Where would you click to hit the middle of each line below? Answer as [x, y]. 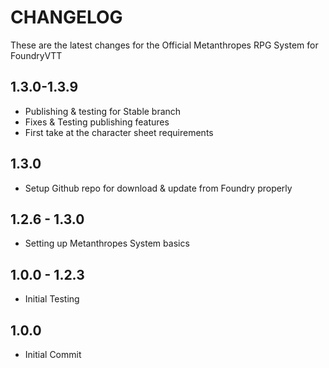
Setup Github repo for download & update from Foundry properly [158, 188]
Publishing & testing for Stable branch [103, 111]
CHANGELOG [66, 17]
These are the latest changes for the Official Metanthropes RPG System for [164, 45]
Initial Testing [52, 299]
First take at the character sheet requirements [119, 132]
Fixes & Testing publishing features [97, 122]
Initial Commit [53, 354]
